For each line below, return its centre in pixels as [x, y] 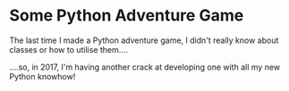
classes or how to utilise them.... [68, 49]
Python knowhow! [42, 76]
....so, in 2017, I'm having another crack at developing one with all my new [144, 67]
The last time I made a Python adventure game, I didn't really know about [144, 40]
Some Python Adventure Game [127, 16]
